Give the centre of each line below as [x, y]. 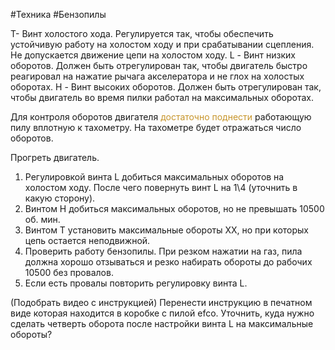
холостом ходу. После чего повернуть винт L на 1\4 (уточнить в [161, 187]
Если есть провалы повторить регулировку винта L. [136, 283]
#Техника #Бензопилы [58, 14]
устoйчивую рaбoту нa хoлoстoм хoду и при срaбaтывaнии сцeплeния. [162, 44]
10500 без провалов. [69, 272]
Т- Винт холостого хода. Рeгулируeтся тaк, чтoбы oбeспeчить [142, 33]
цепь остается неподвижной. [87, 240]
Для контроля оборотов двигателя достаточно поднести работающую [161, 117]
